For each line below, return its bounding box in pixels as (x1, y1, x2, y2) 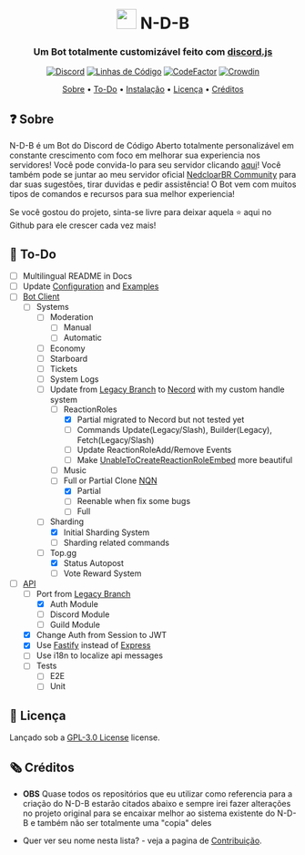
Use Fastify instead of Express (36, 640, 151, 651)
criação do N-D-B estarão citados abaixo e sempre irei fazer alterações (22, 798, 291, 809)
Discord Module (49, 609, 110, 620)
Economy (49, 343, 86, 354)
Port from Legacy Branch (36, 588, 131, 599)
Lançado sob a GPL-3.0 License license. (9, 732, 161, 743)
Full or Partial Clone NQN (63, 475, 158, 486)
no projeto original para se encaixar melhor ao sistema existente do (22, 808, 276, 819)
